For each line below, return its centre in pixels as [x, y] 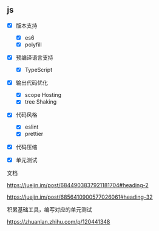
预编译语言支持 [34, 58]
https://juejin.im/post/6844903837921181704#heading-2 [78, 185]
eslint [32, 127]
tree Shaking [41, 102]
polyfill [33, 44]
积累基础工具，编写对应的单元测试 [49, 209]
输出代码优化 [32, 83]
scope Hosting [43, 95]
